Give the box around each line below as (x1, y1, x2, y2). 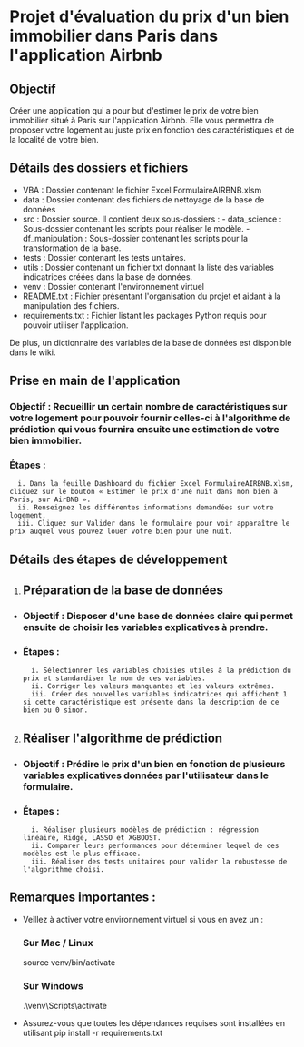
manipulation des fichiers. (22, 300, 120, 311)
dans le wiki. (9, 347, 56, 358)
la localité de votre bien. (9, 134, 100, 144)
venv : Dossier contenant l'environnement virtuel (22, 281, 205, 291)
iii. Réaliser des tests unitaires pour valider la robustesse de (31, 857, 288, 866)
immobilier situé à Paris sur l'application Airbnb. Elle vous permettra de (9, 115, 275, 125)
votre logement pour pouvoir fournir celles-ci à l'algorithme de (9, 411, 291, 424)
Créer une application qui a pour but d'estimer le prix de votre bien (9, 105, 259, 115)
